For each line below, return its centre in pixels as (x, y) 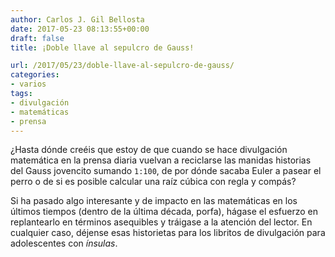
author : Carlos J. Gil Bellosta (77, 19)
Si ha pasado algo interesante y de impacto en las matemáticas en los (154, 201)
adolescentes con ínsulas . (64, 243)
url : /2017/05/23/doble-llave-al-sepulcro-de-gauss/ (122, 66)
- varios (28, 84)
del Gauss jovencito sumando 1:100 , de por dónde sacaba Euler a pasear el (166, 171)
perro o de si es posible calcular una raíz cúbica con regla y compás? (153, 182)
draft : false (37, 38)
